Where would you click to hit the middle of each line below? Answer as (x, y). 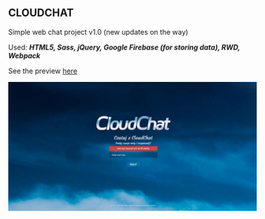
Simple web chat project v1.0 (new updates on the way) (98, 32)
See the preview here (43, 71)
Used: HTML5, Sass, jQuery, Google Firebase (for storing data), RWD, (124, 47)
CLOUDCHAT (41, 13)
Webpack (24, 55)
